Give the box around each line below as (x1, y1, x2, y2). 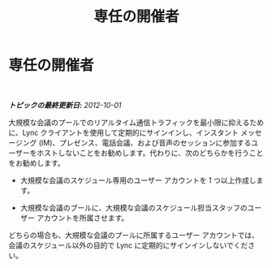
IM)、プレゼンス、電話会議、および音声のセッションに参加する (41, 137, 252, 147)
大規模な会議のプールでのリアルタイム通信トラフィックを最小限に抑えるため (8, 117, 264, 127)
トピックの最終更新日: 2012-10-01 (8, 100, 122, 110)
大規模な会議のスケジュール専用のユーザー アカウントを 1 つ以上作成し (19, 175, 257, 185)
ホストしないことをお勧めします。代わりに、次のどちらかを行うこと (36, 148, 264, 158)
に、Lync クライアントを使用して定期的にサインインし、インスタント (8, 128, 240, 137)
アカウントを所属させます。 (36, 213, 129, 223)
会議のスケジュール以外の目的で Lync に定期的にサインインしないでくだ (8, 240, 248, 250)
